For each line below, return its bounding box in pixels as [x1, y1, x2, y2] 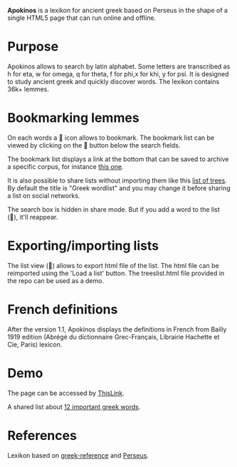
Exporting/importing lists [7, 238, 159, 254]
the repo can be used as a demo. [7, 276, 105, 284]
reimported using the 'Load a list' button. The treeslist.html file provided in [7, 269, 225, 277]
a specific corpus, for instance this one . [7, 162, 124, 170]
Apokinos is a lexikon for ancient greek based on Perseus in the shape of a [7, 6, 228, 14]
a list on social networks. [7, 191, 80, 200]
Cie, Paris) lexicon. [7, 340, 63, 349]
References [7, 427, 77, 443]
